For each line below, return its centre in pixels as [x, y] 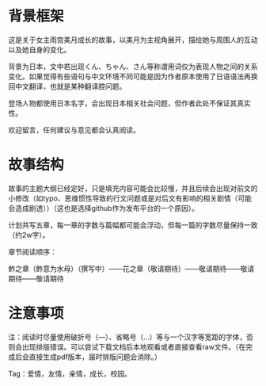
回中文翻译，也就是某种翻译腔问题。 [67, 86]
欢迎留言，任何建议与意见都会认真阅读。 [74, 130]
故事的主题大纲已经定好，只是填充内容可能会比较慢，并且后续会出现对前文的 [133, 188]
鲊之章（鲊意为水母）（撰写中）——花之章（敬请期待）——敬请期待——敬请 [131, 268]
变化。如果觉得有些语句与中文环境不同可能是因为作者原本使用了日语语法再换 [133, 76]
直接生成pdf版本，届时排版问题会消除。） [95, 357]
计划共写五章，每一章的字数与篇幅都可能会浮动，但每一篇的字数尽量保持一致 [133, 225]
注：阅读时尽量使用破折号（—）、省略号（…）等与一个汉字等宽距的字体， [127, 337]
